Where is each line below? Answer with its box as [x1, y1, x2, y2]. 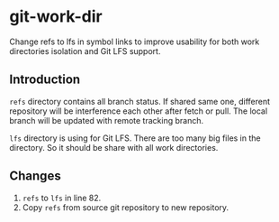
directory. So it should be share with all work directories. [9, 142, 219, 153]
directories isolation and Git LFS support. [9, 45, 161, 56]
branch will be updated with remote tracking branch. [9, 115, 204, 125]
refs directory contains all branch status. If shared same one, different [9, 96, 271, 106]
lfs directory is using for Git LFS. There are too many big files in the [9, 133, 261, 143]
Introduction [9, 72, 81, 88]
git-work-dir [9, 6, 103, 27]
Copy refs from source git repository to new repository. [22, 201, 229, 213]
